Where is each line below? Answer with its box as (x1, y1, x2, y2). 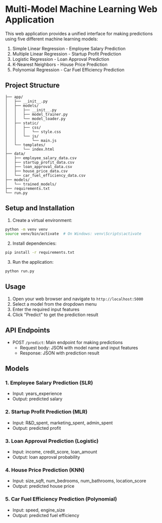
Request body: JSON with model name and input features (19, 345, 139, 350)
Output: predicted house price (12, 483, 75, 489)
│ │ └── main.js (5, 138, 57, 143)
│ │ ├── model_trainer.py (5, 112, 68, 117)
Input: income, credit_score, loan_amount (12, 449, 97, 455)
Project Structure (5, 81, 60, 90)
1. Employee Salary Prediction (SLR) (5, 379, 93, 386)
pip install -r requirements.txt (5, 250, 75, 255)
